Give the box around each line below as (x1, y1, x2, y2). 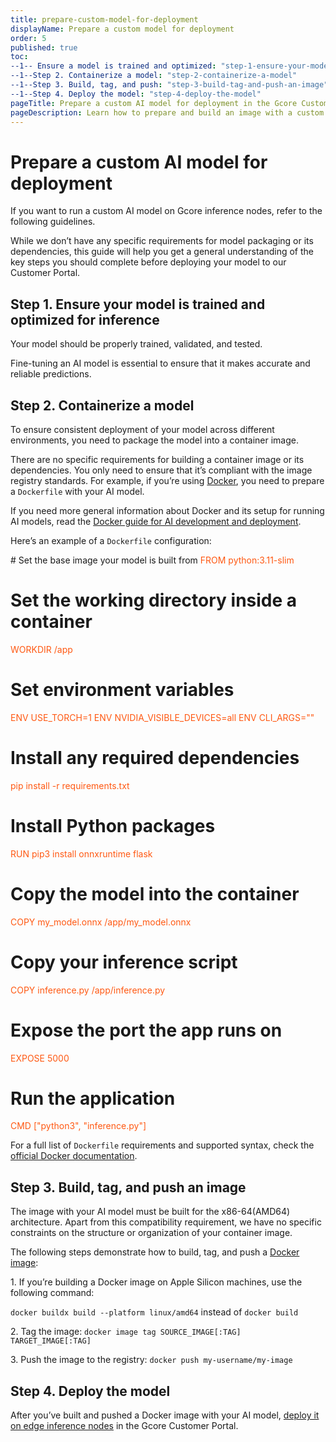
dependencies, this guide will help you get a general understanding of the (10, 246, 314, 258)
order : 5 (10, 33, 47, 43)
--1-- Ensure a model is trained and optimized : (10, 61, 217, 71)
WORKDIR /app (10, 643, 73, 655)
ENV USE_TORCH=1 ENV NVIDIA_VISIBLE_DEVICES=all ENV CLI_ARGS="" (10, 711, 315, 723)
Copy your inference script (10, 951, 238, 973)
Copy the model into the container (10, 882, 300, 905)
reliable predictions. (10, 368, 92, 380)
